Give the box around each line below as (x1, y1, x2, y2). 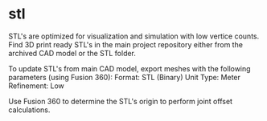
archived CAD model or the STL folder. (8, 48, 137, 58)
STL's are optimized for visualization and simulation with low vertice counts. (8, 31, 260, 41)
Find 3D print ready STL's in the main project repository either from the (8, 39, 244, 49)
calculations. (8, 105, 51, 115)
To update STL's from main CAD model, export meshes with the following (8, 63, 251, 73)
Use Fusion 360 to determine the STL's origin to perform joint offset (8, 96, 233, 106)
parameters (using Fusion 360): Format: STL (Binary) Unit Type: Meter (8, 72, 241, 82)
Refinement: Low (8, 81, 64, 91)
